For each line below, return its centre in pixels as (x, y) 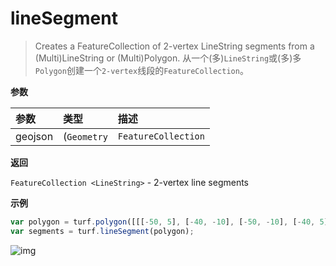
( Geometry (85, 136)
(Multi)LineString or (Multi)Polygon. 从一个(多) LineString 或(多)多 (168, 58)
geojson (34, 136)
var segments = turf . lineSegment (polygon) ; (102, 231)
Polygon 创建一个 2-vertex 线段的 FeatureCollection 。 (141, 70)
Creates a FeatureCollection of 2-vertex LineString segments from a (174, 46)
